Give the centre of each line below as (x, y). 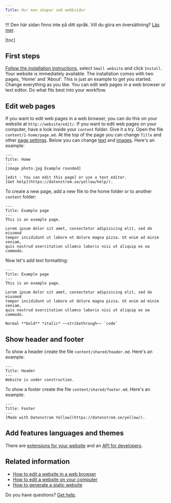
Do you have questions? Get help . (41, 495)
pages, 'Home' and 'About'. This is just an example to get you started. (79, 79)
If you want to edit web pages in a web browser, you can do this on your (81, 119)
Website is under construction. (40, 380)
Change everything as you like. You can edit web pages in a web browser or (85, 84)
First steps (23, 56)
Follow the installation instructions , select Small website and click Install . (84, 68)
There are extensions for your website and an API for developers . (74, 445)
